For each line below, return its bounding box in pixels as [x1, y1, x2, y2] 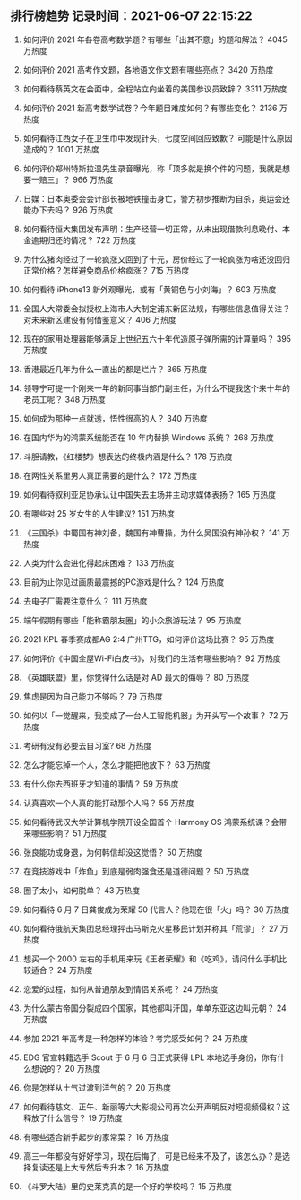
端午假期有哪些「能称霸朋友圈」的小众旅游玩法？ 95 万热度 [22, 614, 242, 625]
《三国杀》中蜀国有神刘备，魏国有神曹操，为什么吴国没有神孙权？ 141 [22, 527, 280, 538]
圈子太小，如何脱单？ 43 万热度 [22, 884, 141, 895]
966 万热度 [72, 174, 114, 185]
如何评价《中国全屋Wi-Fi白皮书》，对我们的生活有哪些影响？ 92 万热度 [22, 653, 281, 664]
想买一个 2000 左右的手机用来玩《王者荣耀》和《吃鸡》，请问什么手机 [22, 953, 279, 964]
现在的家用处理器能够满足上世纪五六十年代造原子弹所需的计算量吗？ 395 [22, 333, 292, 343]
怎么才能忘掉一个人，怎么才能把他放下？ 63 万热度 [22, 759, 211, 770]
